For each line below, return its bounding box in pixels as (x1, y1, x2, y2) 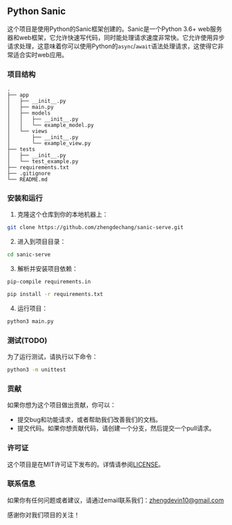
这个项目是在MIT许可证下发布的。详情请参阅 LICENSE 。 (7, 460, 164, 468)
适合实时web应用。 (12, 50, 68, 59)
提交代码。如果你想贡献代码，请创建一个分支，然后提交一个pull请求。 (17, 424, 215, 433)
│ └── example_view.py (7, 140, 91, 147)
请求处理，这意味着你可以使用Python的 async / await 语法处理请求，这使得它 (7, 41, 218, 50)
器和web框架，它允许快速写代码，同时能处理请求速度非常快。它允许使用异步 (7, 33, 225, 41)
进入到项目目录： (17, 237, 66, 246)
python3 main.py (7, 317, 54, 325)
